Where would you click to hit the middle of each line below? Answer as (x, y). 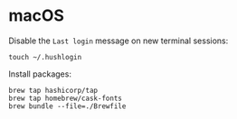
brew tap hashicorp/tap (53, 90)
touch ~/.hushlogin (45, 57)
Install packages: (40, 74)
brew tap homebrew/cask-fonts (66, 98)
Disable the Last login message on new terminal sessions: (118, 41)
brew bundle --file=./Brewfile (67, 106)
